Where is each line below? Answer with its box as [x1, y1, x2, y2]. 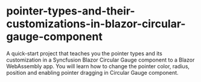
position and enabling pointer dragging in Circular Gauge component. [6, 69, 179, 76]
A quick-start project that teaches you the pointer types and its [6, 49, 163, 57]
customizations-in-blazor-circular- [6, 17, 186, 31]
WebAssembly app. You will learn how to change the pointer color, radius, [6, 62, 190, 70]
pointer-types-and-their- [6, 4, 135, 18]
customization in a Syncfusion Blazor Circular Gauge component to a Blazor [6, 56, 195, 63]
